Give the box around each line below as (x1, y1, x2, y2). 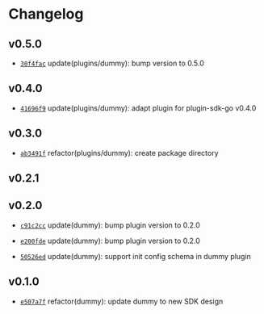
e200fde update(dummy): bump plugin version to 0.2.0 (19, 236, 200, 245)
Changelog (8, 5, 84, 23)
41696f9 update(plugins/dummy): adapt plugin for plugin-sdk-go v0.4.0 (19, 103, 257, 113)
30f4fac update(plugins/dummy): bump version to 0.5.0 (19, 58, 204, 68)
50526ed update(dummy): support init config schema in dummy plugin (19, 251, 252, 261)
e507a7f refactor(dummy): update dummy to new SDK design (19, 296, 224, 306)
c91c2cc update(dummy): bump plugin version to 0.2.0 (19, 220, 200, 230)
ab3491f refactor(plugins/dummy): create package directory (19, 148, 220, 157)
